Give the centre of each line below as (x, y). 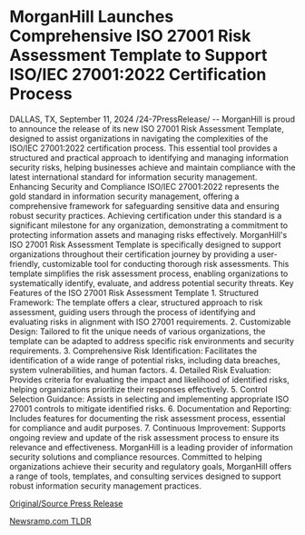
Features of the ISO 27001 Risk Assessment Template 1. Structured (134, 292)
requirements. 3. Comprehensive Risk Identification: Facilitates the (133, 351)
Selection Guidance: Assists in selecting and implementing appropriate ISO (149, 399)
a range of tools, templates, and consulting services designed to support (145, 476)
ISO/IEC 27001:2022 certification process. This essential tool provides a (144, 148)
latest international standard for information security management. (133, 177)
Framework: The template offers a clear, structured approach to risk (136, 302)
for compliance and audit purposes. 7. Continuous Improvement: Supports (148, 428)
